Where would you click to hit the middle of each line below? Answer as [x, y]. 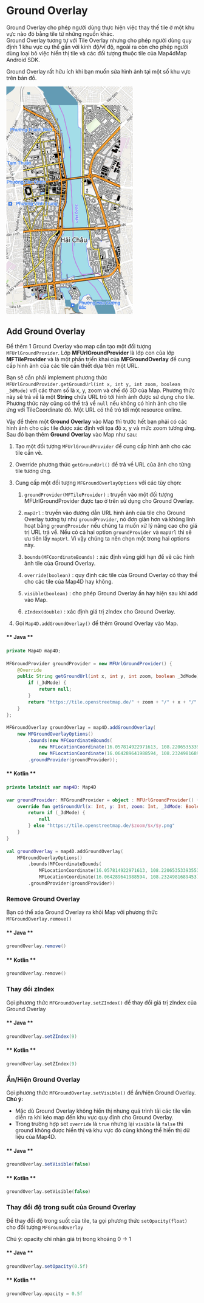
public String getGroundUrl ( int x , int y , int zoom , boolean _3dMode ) [108, 676]
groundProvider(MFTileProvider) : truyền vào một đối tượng [99, 494]
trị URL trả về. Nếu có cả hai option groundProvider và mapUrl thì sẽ [108, 532]
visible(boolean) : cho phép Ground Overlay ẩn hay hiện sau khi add [111, 593]
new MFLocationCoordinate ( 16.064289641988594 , [99, 753]
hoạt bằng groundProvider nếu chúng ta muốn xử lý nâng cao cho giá [111, 525]
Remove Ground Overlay [43, 899]
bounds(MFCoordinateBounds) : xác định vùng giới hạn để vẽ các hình [109, 556]
